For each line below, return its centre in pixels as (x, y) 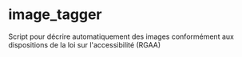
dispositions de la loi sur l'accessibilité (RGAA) (85, 44)
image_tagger (55, 15)
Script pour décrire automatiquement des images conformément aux (121, 36)
